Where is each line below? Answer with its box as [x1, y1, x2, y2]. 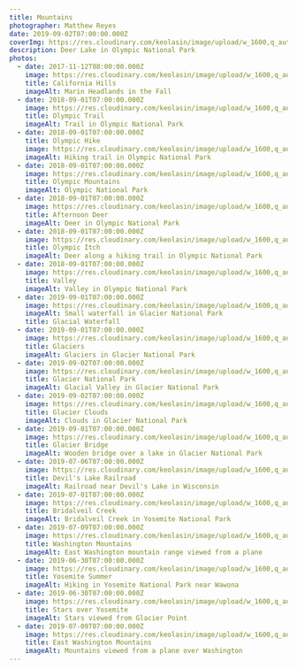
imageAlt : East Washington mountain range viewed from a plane [25, 548, 263, 557]
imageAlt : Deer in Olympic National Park [25, 219, 179, 227]
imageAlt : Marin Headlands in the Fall [25, 87, 172, 96]
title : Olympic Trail [25, 111, 104, 120]
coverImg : [9, 37, 46, 47]
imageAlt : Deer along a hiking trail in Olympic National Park [25, 251, 263, 261]
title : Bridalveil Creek [25, 506, 117, 516]
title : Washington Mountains [25, 539, 133, 549]
